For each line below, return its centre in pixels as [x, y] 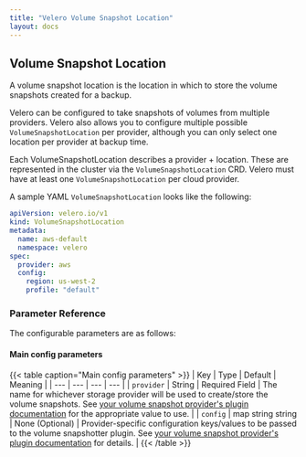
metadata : [28, 231]
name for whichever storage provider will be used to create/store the [139, 394]
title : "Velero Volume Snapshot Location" [91, 18]
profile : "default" [63, 290]
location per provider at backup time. [79, 142]
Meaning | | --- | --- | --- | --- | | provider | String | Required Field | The [143, 384]
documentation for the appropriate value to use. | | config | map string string [153, 413]
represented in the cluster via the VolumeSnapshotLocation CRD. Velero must [152, 169]
